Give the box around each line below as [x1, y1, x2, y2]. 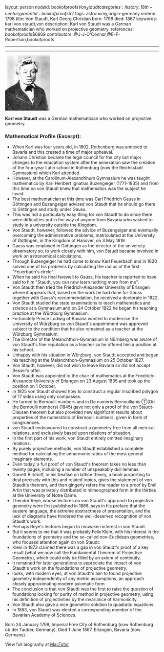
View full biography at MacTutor [5, 641, 69, 648]
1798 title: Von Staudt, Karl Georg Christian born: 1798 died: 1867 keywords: [5, 16, 157, 22]
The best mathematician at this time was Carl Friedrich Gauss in [12, 196, 141, 202]
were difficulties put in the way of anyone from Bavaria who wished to [12, 217, 153, 223]
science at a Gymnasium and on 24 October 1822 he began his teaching [12, 305, 158, 311]
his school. [12, 347, 34, 353]
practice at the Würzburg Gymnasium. [12, 310, 89, 316]
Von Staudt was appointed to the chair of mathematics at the [12, 373, 135, 379]
